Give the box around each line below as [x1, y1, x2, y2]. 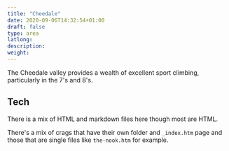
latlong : [7, 36, 33, 43]
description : [7, 43, 46, 50]
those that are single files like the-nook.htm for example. [7, 136, 169, 144]
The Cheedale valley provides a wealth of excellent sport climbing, [7, 68, 200, 77]
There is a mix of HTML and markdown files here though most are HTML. [7, 115, 218, 123]
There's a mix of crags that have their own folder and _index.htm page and [7, 128, 223, 136]
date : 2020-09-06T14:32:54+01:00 [7, 17, 105, 24]
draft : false [7, 23, 46, 30]
